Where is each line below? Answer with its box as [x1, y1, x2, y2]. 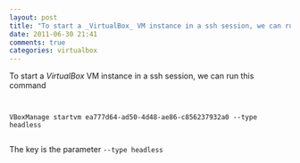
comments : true [9, 37, 66, 47]
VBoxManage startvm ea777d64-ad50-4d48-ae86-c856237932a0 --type [9, 113, 257, 122]
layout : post [9, 12, 58, 22]
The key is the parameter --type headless [9, 144, 163, 155]
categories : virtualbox [9, 46, 98, 55]
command [9, 80, 46, 91]
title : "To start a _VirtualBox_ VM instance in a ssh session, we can [9, 21, 281, 30]
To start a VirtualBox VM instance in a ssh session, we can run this [9, 70, 254, 81]
